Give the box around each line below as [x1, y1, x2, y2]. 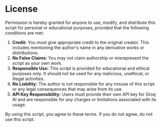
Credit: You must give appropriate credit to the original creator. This [12, 39, 149, 45]
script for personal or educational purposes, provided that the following [5, 24, 149, 30]
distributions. [12, 50, 39, 56]
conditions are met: [5, 30, 44, 36]
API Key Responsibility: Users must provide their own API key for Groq [12, 91, 156, 97]
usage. [12, 102, 26, 107]
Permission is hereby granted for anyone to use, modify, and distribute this [5, 20, 156, 25]
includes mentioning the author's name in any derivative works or [12, 44, 144, 50]
